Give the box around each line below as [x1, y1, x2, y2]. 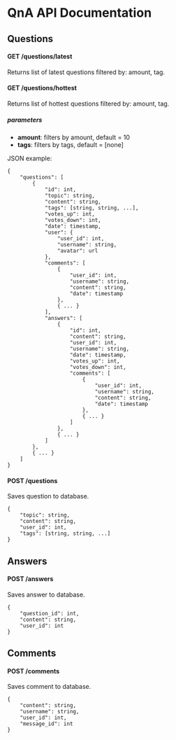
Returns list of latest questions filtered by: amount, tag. [7, 68, 166, 76]
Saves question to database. [7, 492, 89, 501]
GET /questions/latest [7, 53, 73, 61]
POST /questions [7, 476, 58, 484]
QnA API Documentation [7, 5, 152, 21]
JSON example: [7, 154, 52, 162]
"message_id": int [20, 720, 73, 727]
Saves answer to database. [7, 590, 85, 599]
